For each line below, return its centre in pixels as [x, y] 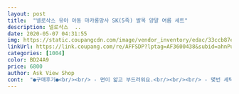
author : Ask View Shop [41, 73]
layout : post [27, 14]
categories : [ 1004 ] [36, 54]
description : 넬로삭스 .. [44, 27]
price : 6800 [25, 66]
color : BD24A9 [28, 60]
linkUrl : [20, 47]
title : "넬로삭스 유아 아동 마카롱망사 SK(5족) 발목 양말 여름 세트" [98, 20]
